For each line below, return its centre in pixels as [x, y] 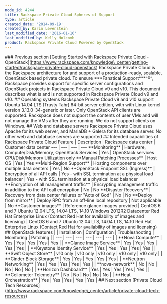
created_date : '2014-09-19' [34, 24]
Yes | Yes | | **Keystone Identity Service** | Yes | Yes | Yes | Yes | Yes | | [81, 248]
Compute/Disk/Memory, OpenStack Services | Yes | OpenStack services [80, 152]
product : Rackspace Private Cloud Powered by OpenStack [64, 43]
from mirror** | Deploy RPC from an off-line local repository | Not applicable [83, 200]
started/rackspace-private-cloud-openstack [51, 67]
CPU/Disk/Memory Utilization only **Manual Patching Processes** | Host [81, 158]
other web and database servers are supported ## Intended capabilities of [82, 136]
